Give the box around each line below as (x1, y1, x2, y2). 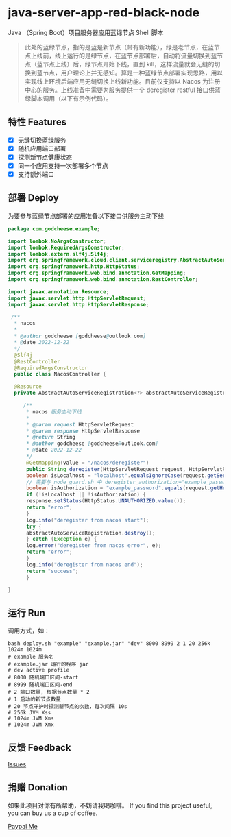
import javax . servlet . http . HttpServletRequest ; (8, 295, 147, 302)
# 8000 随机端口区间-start (8, 674, 79, 681)
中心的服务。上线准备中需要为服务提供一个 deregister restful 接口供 (24, 86, 215, 94)
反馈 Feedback (8, 742, 71, 753)
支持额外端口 (17, 170, 54, 178)
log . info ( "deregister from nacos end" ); (25, 561, 143, 568)
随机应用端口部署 (17, 144, 66, 152)
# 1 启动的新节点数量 (8, 696, 61, 703)
